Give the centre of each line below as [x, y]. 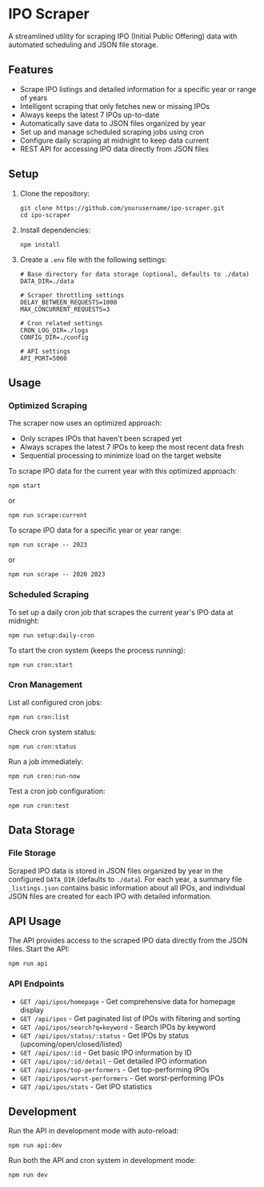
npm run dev [28, 1175]
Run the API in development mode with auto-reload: [94, 1131]
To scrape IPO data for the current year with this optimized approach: [123, 471]
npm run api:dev [35, 1146]
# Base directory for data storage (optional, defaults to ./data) [134, 274]
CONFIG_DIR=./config [54, 337]
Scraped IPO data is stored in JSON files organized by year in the [116, 870]
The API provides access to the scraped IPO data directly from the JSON [128, 941]
